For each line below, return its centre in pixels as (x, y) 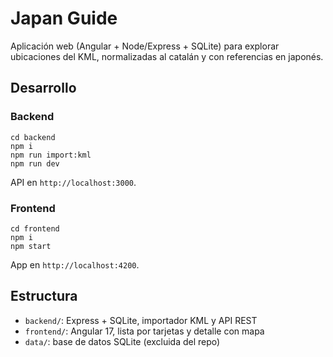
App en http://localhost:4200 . (75, 264)
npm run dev (35, 163)
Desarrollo (43, 88)
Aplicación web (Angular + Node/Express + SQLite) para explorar (145, 46)
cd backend (33, 137)
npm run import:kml (51, 155)
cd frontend (35, 228)
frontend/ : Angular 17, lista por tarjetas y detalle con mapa (144, 331)
